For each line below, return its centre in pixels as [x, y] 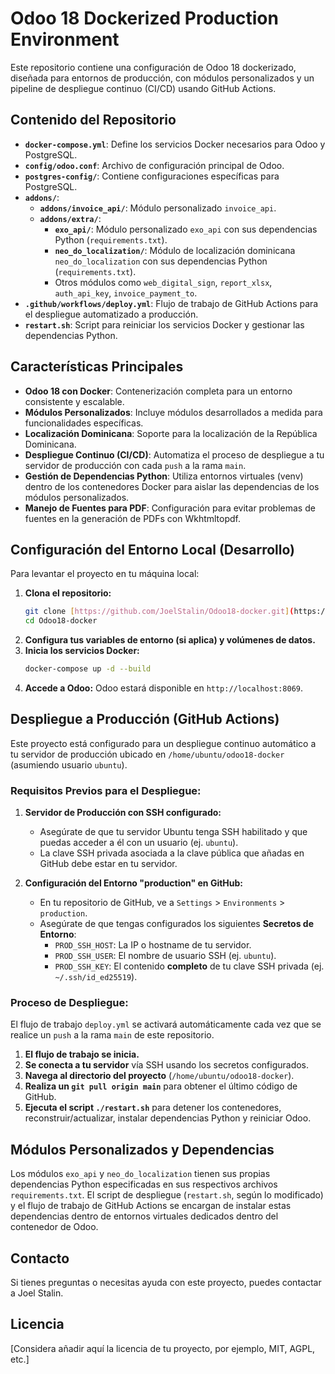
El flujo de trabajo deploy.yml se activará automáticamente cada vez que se [166, 1024]
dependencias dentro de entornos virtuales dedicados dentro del [144, 1216]
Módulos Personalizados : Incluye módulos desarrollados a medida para [173, 412]
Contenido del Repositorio [93, 120]
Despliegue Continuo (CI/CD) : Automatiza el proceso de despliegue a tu [174, 454]
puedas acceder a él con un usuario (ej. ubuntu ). [139, 843]
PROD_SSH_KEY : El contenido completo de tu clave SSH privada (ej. [189, 966]
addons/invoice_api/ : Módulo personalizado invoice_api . [158, 208]
